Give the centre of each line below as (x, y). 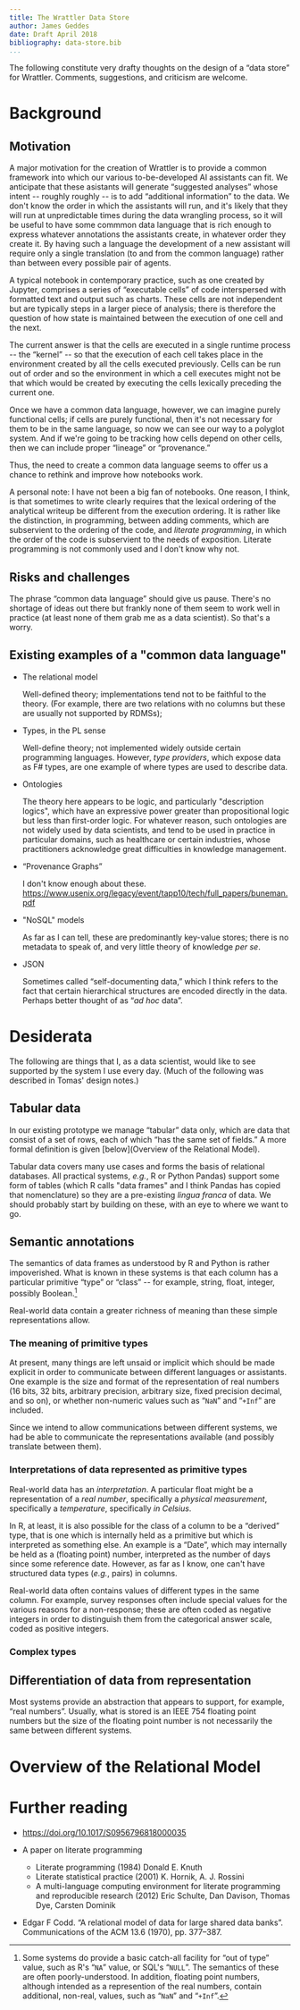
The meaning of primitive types (79, 1344)
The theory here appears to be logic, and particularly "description (143, 801)
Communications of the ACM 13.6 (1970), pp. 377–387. (122, 1931)
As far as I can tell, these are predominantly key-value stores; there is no (155, 937)
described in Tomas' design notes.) (74, 1080)
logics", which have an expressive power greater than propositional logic (156, 811)
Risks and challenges (70, 577)
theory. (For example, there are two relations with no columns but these (154, 704)
